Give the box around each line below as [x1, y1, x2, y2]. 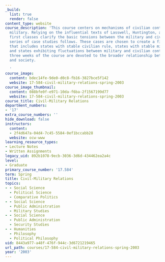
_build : [5, 7, 21, 12]
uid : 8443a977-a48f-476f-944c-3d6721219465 [5, 240, 96, 245]
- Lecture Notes [5, 144, 38, 149]
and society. [9, 58, 36, 63]
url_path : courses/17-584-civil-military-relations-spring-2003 [5, 245, 139, 250]
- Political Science [9, 190, 52, 195]
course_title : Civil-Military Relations [5, 98, 89, 103]
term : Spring [5, 172, 32, 177]
